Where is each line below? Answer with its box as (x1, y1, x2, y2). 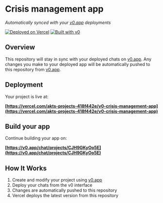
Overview (5, 43, 36, 52)
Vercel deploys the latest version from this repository (12, 193, 119, 199)
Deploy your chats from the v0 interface (12, 182, 92, 188)
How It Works (5, 164, 47, 172)
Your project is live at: (5, 94, 49, 100)
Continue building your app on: (5, 135, 67, 141)
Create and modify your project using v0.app (12, 177, 102, 183)
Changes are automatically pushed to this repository (12, 187, 117, 193)
